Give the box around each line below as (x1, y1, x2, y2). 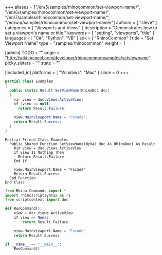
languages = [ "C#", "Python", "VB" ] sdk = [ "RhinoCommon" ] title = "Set (5, 35, 154, 41)
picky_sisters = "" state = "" (5, 60, 61, 66)
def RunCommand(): (5, 206, 42, 211)
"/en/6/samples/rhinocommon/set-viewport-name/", (5, 9, 110, 15)
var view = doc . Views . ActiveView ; (14, 97, 84, 102)
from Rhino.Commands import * (5, 188, 67, 193)
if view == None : (14, 215, 49, 220)
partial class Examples (5, 79, 54, 84)
